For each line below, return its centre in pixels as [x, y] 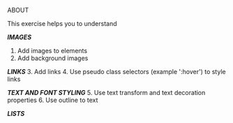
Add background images [53, 58]
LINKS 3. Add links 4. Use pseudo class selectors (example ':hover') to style [116, 72]
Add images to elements [52, 51]
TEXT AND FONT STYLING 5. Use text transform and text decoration [106, 93]
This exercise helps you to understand [62, 23]
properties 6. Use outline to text [53, 100]
